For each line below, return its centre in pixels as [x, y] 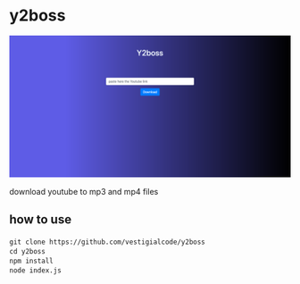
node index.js [36, 270]
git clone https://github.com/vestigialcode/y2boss [107, 242]
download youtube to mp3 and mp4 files [84, 191]
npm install [31, 261]
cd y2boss [28, 251]
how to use [41, 220]
